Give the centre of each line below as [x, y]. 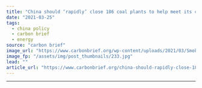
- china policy [31, 28]
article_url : [23, 67]
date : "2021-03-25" [31, 17]
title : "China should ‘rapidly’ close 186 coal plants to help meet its [99, 12]
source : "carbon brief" [36, 45]
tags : [13, 23]
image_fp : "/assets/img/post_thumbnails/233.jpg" [70, 56]
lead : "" [17, 62]
